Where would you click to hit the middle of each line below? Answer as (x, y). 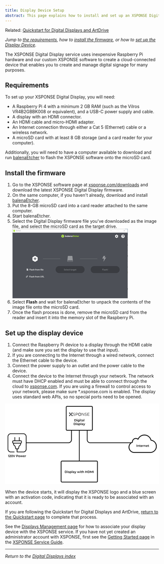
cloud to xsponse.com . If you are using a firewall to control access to (82, 386)
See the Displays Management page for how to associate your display (75, 527)
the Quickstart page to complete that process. (51, 517)
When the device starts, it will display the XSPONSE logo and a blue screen (81, 492)
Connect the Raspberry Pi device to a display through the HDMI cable (82, 345)
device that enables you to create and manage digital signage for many (76, 65)
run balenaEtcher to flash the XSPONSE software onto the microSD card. (78, 158)
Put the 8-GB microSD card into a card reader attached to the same (80, 206)
